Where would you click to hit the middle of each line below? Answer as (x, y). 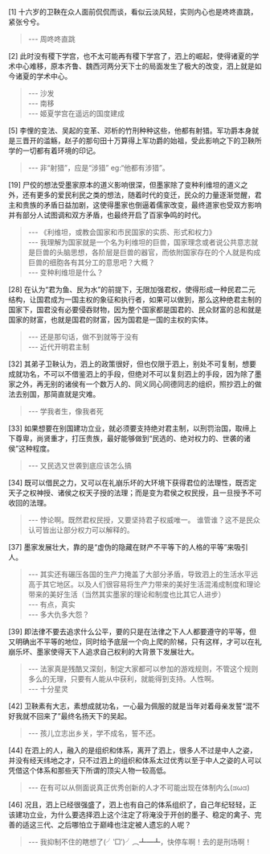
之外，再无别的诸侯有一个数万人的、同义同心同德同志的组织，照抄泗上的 (135, 384)
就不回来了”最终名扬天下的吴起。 (77, 716)
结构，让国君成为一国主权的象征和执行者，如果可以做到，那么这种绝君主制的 (135, 299)
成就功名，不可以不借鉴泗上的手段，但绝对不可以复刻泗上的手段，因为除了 (131, 374)
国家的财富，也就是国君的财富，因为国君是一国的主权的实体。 (110, 320)
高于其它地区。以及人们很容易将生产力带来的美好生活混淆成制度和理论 (144, 584)
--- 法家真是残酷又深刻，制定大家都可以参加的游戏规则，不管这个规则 (143, 669)
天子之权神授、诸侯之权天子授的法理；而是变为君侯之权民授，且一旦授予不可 (135, 493)
